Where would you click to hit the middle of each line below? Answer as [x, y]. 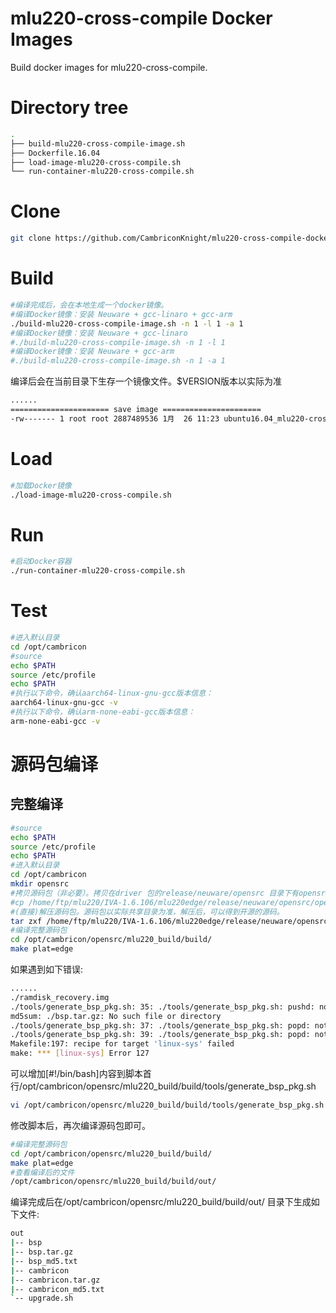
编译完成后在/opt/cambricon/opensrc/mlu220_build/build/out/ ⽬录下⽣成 [161, 1202]
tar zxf [26, 921]
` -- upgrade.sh [42, 1298]
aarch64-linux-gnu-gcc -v [64, 703]
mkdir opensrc [40, 884]
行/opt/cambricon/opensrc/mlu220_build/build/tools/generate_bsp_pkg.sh [163, 1086]
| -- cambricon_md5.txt [57, 1289]
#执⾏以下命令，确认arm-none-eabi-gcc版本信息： [103, 712]
